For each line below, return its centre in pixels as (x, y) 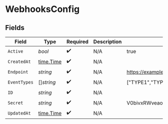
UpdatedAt (19, 113)
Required (78, 42)
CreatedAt (19, 61)
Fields (15, 28)
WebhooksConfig (42, 9)
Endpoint (18, 72)
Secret (15, 103)
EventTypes (20, 82)
